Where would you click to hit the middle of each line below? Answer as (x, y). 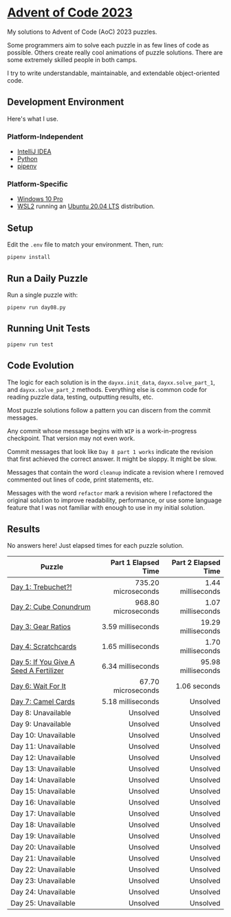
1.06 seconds (198, 686)
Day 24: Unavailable (43, 892)
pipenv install (29, 257)
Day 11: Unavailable (43, 747)
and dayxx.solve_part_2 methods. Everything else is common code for (107, 389)
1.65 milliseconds (131, 647)
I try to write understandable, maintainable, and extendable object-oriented (113, 73)
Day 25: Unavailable (43, 903)
